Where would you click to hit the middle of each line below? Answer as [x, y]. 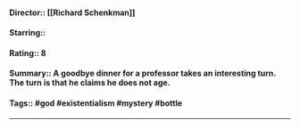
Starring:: [28, 33]
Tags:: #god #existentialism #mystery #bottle [96, 103]
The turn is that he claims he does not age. [90, 83]
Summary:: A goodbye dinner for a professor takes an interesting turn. [143, 73]
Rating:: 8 [28, 52]
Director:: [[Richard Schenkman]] [72, 12]
